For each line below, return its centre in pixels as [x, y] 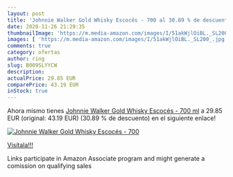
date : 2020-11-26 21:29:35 [46, 26]
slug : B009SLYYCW [32, 65]
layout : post [26, 14]
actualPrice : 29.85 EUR [42, 78]
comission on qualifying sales [50, 166]
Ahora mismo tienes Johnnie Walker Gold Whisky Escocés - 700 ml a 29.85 [115, 111]
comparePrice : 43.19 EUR [43, 85]
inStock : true [28, 91]
